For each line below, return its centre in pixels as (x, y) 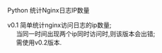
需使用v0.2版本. (39, 43)
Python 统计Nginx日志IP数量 (48, 10)
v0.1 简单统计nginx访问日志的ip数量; (59, 25)
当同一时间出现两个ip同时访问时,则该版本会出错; (86, 34)
